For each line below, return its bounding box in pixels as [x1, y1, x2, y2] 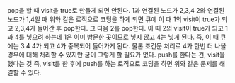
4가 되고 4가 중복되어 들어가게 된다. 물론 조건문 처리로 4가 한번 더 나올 [31, 42, 227, 50]
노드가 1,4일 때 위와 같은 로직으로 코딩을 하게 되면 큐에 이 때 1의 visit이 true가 [7, 15, 221, 23]
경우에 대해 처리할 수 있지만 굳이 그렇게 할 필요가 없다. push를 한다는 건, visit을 [7, 50, 225, 59]
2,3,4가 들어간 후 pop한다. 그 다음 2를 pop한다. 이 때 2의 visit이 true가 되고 [14, 24, 224, 32]
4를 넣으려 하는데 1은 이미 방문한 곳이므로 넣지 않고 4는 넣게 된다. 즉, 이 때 [14, 33, 219, 41]
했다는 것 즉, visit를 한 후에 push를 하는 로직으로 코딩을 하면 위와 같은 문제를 [7, 60, 218, 67]
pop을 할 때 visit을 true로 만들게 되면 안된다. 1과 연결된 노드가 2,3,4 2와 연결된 [7, 6, 225, 14]
